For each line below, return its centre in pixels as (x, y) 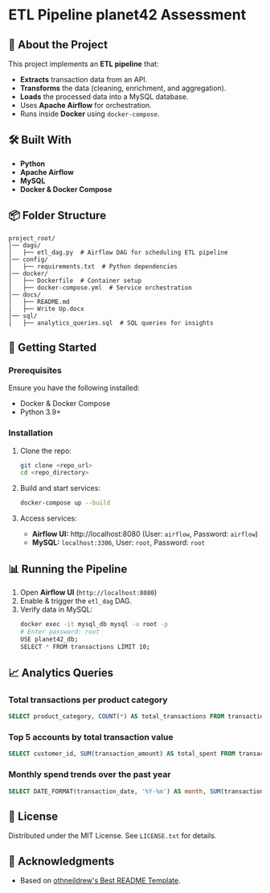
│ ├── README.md (39, 301)
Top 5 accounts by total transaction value (91, 737)
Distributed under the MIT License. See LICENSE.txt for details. (112, 836)
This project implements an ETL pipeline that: (84, 64)
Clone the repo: (46, 451)
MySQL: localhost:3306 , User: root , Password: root (119, 542)
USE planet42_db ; (49, 639)
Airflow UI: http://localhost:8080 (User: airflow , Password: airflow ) (145, 534)
